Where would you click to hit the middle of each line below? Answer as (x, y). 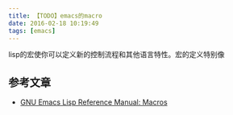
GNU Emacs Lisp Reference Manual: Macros (94, 102)
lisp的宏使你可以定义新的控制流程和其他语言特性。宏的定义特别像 (116, 55)
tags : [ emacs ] (32, 31)
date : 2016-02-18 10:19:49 (54, 23)
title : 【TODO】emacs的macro (56, 16)
